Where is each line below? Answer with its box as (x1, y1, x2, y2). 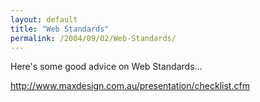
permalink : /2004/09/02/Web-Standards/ (10, 33, 177, 43)
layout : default (10, 14, 78, 25)
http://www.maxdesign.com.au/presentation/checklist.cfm (10, 80, 250, 92)
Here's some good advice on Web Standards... (10, 61, 203, 73)
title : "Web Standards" (10, 24, 110, 34)
